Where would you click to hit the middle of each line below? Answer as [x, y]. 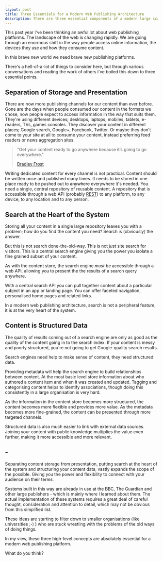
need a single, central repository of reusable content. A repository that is [78, 189]
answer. [13, 237]
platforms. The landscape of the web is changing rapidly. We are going [76, 37]
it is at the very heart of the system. [41, 310]
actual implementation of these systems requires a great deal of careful [76, 499]
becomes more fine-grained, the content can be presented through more [78, 412]
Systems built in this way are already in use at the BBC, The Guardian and [78, 489]
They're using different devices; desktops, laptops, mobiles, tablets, [73, 119]
